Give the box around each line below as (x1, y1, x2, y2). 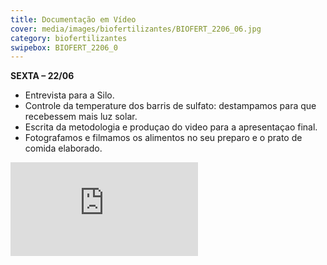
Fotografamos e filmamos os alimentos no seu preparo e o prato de (24, 132, 303, 144)
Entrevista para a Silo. (24, 89, 115, 101)
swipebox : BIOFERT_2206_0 (10, 42, 118, 53)
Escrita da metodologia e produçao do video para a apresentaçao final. (24, 121, 318, 133)
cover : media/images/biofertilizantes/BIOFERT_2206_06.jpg (10, 24, 262, 34)
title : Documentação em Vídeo (10, 14, 137, 25)
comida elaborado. (24, 142, 103, 155)
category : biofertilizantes (10, 33, 128, 43)
